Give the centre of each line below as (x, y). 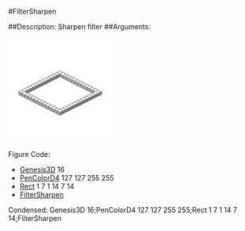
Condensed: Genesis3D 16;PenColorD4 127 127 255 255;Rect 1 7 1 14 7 (123, 210)
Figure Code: (30, 154)
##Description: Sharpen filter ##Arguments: (80, 26)
